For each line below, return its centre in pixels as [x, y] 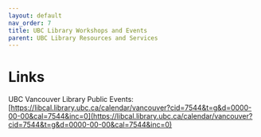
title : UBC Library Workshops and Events [78, 30]
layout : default [35, 16]
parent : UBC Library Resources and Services [83, 38]
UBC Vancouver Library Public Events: [71, 100]
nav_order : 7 [30, 23]
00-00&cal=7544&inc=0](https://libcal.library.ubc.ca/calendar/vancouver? [130, 116]
